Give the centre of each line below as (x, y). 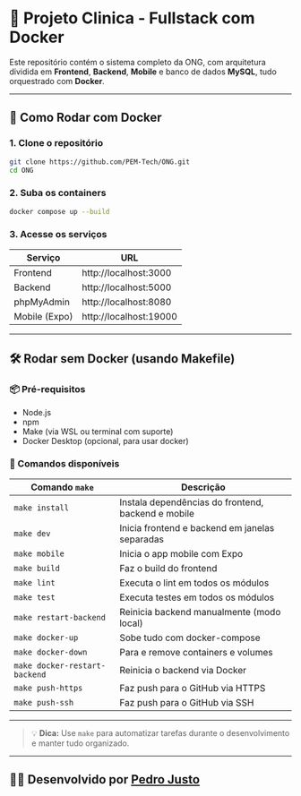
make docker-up (46, 638)
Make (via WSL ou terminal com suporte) (98, 431)
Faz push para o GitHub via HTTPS (193, 688)
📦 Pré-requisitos (47, 389)
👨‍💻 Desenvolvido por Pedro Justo (104, 779)
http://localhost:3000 (127, 272)
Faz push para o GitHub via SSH (187, 702)
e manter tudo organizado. (80, 743)
